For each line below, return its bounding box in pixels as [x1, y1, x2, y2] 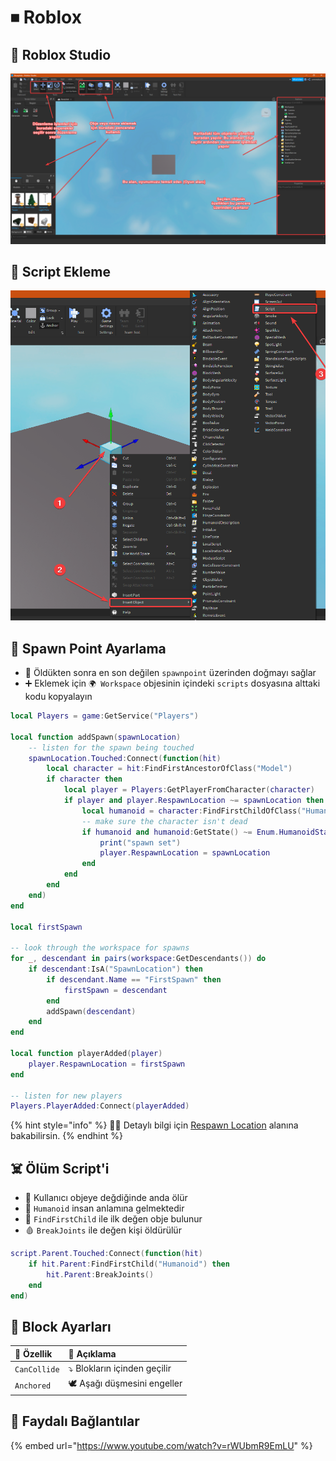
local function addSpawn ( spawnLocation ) [10, 732, 182, 742]
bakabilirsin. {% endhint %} [10, 1130, 123, 1142]
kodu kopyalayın [24, 691, 93, 703]
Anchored [14, 1381, 52, 1391]
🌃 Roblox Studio [10, 46, 112, 63]
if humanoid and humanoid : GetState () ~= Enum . [81, 827, 280, 837]
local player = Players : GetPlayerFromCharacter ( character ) [63, 785, 315, 795]
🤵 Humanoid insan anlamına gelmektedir [24, 1202, 185, 1215]
